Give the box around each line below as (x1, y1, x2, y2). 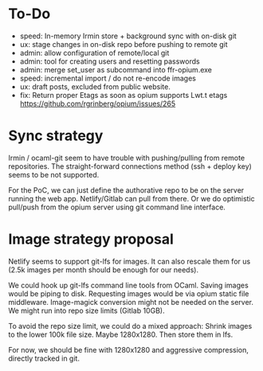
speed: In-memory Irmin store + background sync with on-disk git (19, 31, 237, 41)
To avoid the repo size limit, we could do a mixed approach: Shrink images (8, 321, 253, 330)
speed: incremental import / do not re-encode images (19, 73, 197, 83)
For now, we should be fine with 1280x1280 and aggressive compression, (8, 345, 249, 354)
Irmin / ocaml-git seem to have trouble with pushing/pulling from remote (8, 153, 245, 162)
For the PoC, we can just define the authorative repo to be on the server (8, 185, 245, 195)
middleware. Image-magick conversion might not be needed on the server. (8, 297, 253, 307)
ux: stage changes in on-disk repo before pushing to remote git (19, 39, 229, 49)
